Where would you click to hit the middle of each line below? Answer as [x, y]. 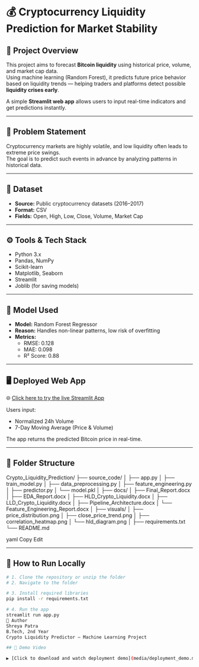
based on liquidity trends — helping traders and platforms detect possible [96, 84]
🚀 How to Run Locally [46, 564]
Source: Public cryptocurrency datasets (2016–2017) [79, 203]
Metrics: [25, 337]
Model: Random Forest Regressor [56, 325]
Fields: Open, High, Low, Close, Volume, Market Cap [79, 216]
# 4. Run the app [28, 610]
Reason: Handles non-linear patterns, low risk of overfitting [87, 331]
